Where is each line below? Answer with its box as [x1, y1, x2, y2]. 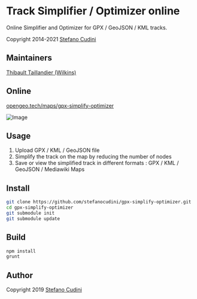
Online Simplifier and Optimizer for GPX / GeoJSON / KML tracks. [6, 24, 168, 31]
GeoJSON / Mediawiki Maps [14, 166, 85, 173]
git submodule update [6, 215, 60, 222]
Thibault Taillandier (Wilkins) [6, 69, 77, 76]
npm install [6, 248, 36, 254]
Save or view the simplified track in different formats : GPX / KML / [14, 160, 179, 167]
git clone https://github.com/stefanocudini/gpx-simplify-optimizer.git [6, 199, 192, 205]
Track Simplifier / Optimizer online [6, 4, 180, 18]
